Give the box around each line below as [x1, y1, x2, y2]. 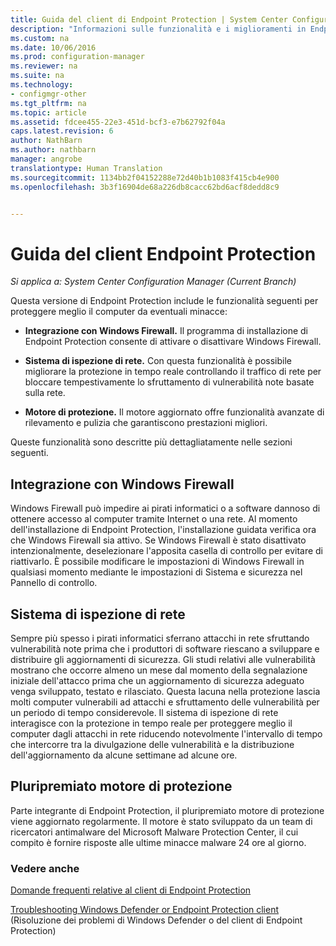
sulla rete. [24, 387, 66, 399]
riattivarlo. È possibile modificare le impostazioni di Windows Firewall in [10, 556, 305, 568]
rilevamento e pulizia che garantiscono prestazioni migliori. [24, 417, 268, 429]
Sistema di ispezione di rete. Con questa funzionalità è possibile [24, 355, 292, 367]
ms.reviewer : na [10, 61, 78, 71]
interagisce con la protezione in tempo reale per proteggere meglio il [10, 717, 293, 729]
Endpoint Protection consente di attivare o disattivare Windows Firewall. [24, 336, 322, 348]
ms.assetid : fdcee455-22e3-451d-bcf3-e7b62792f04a [10, 117, 226, 127]
